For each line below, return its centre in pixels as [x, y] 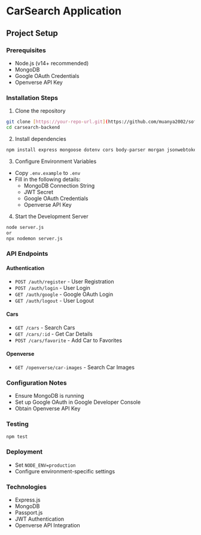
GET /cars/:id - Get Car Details [54, 334]
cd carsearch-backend [33, 128]
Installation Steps [32, 98]
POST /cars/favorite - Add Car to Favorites [68, 340]
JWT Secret [39, 192]
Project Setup [32, 33]
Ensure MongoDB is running [49, 396]
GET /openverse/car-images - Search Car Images [74, 367]
